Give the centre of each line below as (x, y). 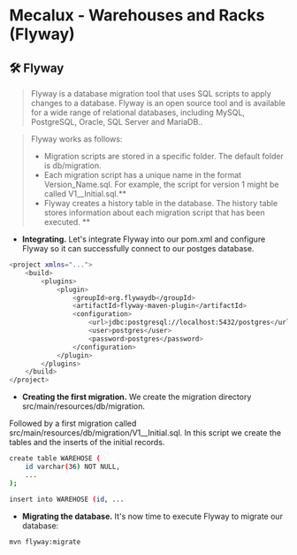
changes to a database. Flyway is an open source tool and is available (158, 103)
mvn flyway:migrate (45, 542)
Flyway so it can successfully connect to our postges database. (138, 248)
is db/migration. (72, 166)
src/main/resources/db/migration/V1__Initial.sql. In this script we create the (145, 433)
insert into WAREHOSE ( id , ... (67, 499)
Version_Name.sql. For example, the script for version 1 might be (161, 184)
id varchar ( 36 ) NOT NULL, (73, 466)
